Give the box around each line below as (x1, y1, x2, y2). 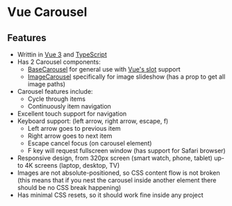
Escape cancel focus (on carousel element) (27, 139, 152, 147)
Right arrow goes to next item (27, 132, 113, 140)
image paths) (27, 80, 66, 88)
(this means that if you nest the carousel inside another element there (17, 176, 217, 184)
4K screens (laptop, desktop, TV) (24, 161, 120, 169)
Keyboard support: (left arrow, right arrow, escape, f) (17, 117, 169, 125)
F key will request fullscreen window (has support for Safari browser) (27, 147, 226, 154)
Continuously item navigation (27, 102, 111, 110)
